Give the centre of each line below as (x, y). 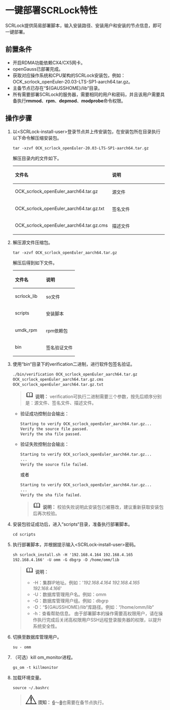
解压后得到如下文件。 (35, 263)
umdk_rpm (26, 330)
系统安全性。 (46, 626)
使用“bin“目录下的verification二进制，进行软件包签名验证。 (74, 364)
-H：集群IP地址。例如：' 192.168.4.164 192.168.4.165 (86, 583)
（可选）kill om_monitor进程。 (44, 657)
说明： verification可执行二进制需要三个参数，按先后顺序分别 (98, 396)
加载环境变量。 (28, 678)
